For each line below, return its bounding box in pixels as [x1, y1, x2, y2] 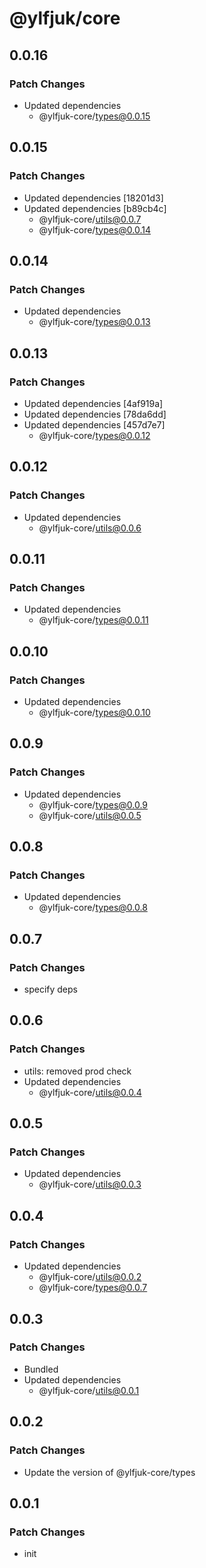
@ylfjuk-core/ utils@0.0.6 [38, 522, 142, 534]
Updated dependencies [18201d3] [23, 192, 164, 204]
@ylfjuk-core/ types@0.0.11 [38, 614, 149, 626]
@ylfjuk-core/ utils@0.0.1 [38, 1384, 140, 1396]
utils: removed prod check [23, 1065, 132, 1077]
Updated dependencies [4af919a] [23, 397, 164, 409]
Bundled [23, 1363, 59, 1375]
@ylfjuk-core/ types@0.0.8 [38, 902, 148, 914]
